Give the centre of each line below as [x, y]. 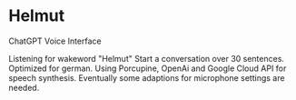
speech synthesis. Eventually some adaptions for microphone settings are [147, 77]
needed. [24, 87]
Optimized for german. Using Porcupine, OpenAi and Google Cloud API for [148, 68]
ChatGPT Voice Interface [55, 41]
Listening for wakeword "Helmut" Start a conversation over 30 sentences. [147, 58]
